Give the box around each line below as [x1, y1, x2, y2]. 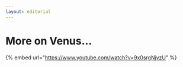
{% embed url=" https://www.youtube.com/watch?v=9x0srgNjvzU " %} [5, 54, 177, 61]
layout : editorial [5, 8, 51, 15]
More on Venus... [5, 34, 92, 47]
